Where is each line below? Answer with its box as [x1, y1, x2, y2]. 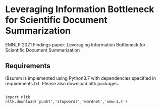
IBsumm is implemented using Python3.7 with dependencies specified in [5, 75, 156, 81]
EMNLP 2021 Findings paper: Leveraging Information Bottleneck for [5, 41, 146, 47]
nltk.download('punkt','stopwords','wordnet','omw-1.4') [5, 99, 128, 104]
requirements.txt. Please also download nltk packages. [5, 80, 120, 86]
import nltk [5, 94, 30, 99]
